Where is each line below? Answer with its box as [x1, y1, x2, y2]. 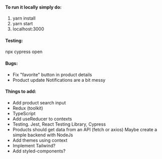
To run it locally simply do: [5, 4, 62, 10]
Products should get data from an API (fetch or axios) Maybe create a [12, 126, 157, 132]
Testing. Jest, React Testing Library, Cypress [12, 121, 106, 127]
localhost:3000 [12, 26, 44, 32]
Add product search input [12, 99, 66, 105]
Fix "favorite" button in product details [12, 71, 92, 78]
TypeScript [12, 110, 36, 116]
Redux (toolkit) [12, 105, 43, 111]
